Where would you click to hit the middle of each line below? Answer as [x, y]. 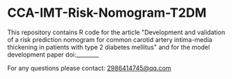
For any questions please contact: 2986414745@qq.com [89, 68]
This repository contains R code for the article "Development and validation [116, 32]
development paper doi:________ [53, 55]
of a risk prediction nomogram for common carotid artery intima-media [110, 39]
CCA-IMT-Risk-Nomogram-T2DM [107, 13]
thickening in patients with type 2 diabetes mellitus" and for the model [109, 47]
